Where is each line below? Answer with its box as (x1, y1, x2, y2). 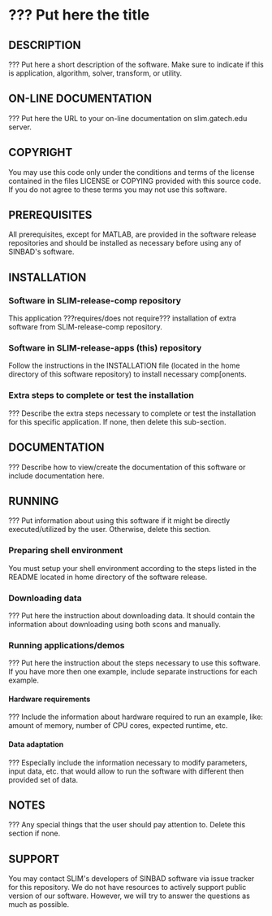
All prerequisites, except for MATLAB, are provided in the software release (8, 229, 257, 239)
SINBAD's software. (8, 246, 75, 257)
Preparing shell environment (8, 545, 123, 556)
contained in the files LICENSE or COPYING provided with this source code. (8, 176, 261, 185)
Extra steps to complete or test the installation (8, 390, 195, 401)
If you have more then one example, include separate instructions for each (8, 667, 257, 677)
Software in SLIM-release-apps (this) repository (8, 342, 202, 354)
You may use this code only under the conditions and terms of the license (8, 167, 255, 177)
